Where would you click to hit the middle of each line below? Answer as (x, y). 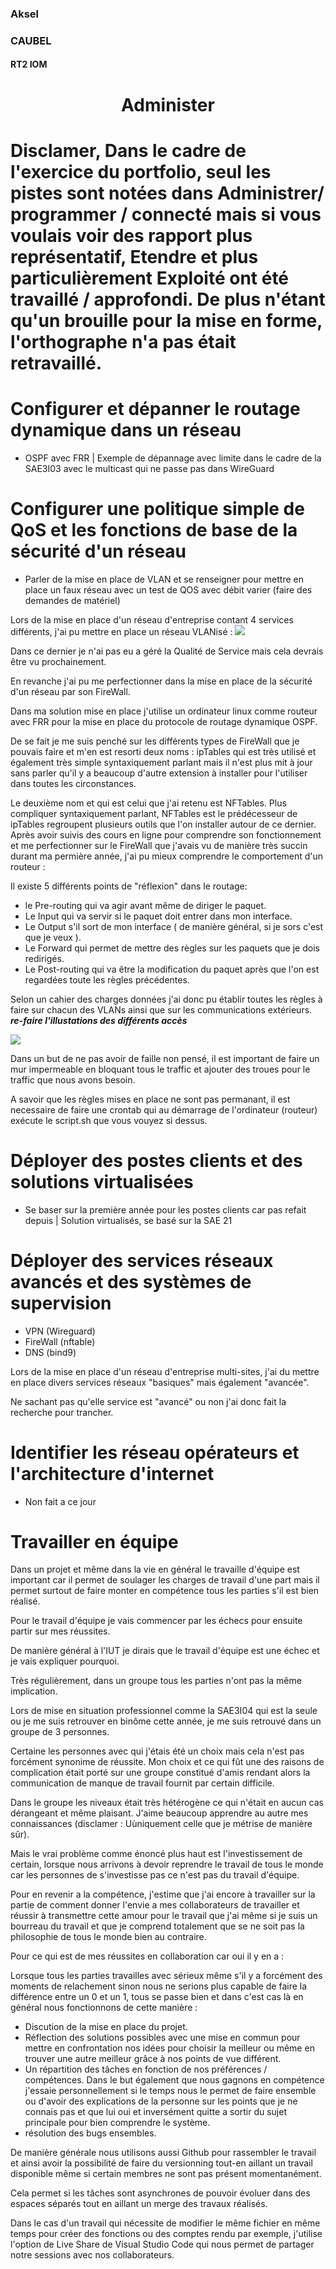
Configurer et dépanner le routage (155, 409)
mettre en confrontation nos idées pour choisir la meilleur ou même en (169, 2048)
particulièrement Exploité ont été (150, 278)
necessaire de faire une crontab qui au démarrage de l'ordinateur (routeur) (164, 1109)
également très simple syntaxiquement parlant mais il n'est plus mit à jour (161, 762)
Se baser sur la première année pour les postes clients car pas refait (165, 1209)
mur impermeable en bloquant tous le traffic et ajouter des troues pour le (160, 1069)
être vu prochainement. (58, 661)
